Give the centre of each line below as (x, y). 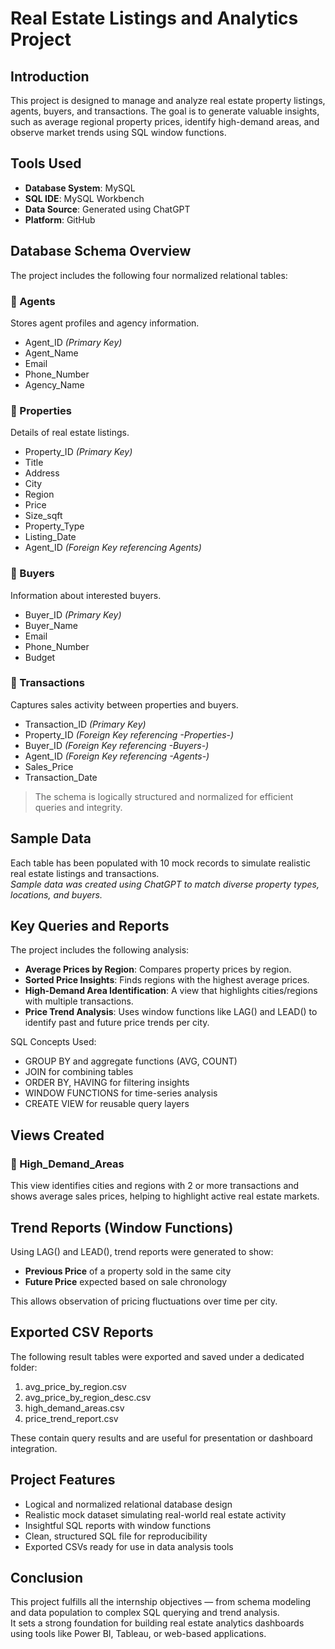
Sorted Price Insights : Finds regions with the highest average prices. (167, 980)
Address (42, 473)
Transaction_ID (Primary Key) (85, 724)
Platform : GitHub (60, 219)
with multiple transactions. (79, 1001)
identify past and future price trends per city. (117, 1023)
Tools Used (46, 163)
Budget (40, 657)
